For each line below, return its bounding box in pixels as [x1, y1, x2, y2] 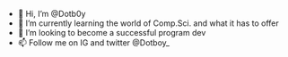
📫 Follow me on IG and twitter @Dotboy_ [17, 37, 170, 48]
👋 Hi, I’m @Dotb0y [17, 9, 86, 19]
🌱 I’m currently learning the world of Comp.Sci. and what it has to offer [17, 18, 280, 28]
